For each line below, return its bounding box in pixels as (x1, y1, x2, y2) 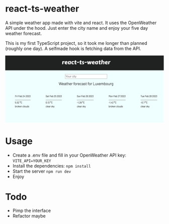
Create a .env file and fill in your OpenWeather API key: (12, 152, 127, 158)
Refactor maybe (12, 213, 46, 219)
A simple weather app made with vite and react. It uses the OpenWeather (5, 20, 157, 26)
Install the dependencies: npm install (12, 163, 91, 169)
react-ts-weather (5, 3, 79, 15)
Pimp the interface (12, 207, 51, 214)
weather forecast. (5, 30, 42, 36)
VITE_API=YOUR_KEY (12, 158, 51, 164)
